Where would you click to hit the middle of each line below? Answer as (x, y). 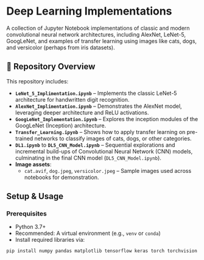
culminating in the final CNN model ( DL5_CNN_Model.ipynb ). (88, 158)
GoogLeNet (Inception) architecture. (61, 125)
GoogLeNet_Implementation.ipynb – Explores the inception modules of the (107, 119)
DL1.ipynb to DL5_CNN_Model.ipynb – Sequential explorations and (95, 145)
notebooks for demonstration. (62, 177)
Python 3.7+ (30, 227)
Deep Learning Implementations (89, 11)
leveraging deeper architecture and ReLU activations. (82, 112)
